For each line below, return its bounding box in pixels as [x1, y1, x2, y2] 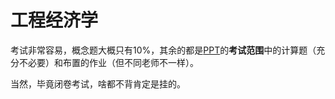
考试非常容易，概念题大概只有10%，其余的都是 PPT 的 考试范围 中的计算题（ [10, 44, 317, 56]
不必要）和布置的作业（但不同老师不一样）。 [18, 56, 199, 68]
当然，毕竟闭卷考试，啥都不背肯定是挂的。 [10, 77, 186, 90]
